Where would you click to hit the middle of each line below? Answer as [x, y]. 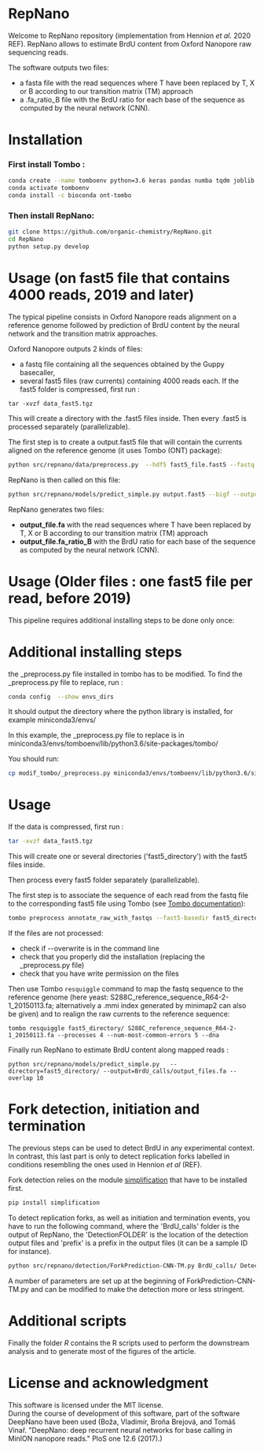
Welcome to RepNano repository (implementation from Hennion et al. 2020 [130, 35]
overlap [21, 1078]
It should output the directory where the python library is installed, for [121, 712]
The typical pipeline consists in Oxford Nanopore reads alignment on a [123, 317]
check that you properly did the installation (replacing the [112, 956]
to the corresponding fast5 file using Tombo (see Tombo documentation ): [127, 904]
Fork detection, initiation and [104, 1109]
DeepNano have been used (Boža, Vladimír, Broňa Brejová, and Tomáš [122, 1421]
